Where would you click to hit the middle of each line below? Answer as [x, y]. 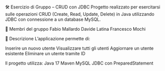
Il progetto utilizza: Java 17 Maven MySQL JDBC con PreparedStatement [79, 63]
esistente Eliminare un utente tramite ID [45, 53]
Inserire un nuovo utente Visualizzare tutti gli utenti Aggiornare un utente [80, 48]
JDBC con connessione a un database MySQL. [53, 19]
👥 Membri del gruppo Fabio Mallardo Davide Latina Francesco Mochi [75, 29]
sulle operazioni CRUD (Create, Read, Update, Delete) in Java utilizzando [80, 14]
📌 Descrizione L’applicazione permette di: [48, 38]
